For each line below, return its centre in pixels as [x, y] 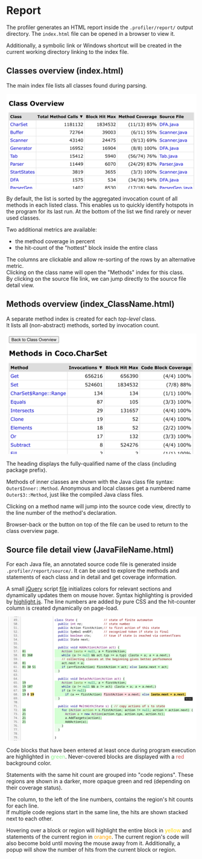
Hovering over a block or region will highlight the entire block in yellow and [99, 831]
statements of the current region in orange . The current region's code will [98, 837]
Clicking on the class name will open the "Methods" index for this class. [95, 272]
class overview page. [33, 531]
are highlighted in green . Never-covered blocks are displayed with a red [95, 757]
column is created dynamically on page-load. [62, 608]
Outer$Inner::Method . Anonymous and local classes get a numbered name [99, 488]
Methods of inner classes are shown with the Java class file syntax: [90, 482]
